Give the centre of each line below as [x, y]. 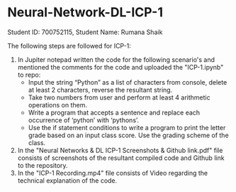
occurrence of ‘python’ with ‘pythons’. [84, 120]
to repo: [29, 75]
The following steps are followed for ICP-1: [69, 46]
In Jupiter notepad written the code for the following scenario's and [116, 59]
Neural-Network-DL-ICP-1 [85, 12]
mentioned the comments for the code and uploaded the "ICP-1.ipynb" [120, 67]
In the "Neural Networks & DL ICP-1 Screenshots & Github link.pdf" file [120, 150]
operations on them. [57, 105]
